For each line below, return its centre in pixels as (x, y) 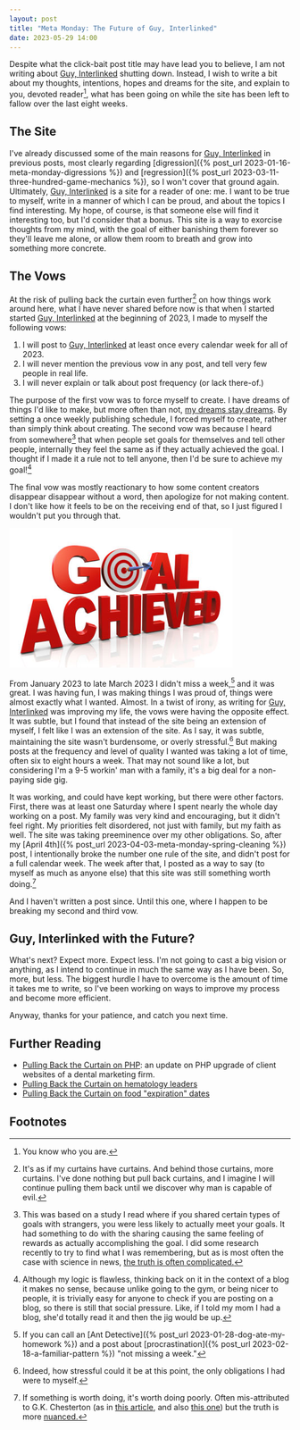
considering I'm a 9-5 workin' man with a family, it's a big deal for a (133, 770)
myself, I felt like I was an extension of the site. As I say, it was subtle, (137, 731)
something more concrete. (58, 248)
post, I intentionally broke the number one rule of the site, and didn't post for (150, 854)
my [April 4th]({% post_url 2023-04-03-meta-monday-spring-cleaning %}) (148, 844)
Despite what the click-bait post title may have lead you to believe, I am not (147, 64)
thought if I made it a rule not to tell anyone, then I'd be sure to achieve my (146, 458)
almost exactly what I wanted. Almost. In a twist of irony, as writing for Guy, (147, 702)
